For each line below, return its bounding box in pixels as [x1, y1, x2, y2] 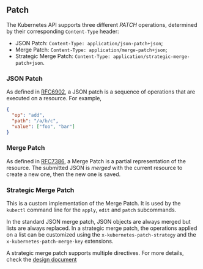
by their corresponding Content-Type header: [6, 28, 119, 35]
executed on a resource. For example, [6, 95, 102, 102]
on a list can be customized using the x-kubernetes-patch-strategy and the [6, 231, 197, 238]
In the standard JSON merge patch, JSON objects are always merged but [6, 218, 191, 226]
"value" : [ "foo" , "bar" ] [12, 123, 75, 130]
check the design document [6, 256, 77, 263]
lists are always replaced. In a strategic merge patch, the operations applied [6, 224, 197, 232]
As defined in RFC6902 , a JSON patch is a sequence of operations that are [6, 88, 196, 95]
